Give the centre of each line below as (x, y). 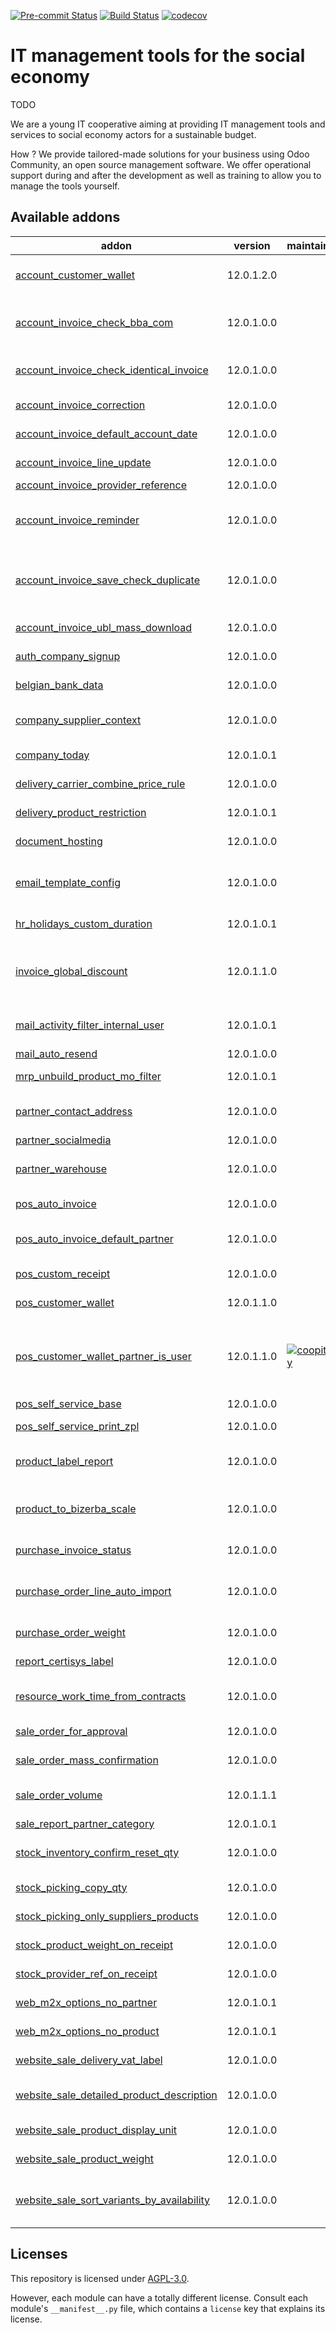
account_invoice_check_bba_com (94, 322)
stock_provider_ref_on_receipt (86, 1973)
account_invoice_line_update (83, 462)
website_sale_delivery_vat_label (89, 2060)
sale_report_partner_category (85, 1823)
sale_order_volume (59, 1795)
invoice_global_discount (71, 971)
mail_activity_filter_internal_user (90, 1025)
